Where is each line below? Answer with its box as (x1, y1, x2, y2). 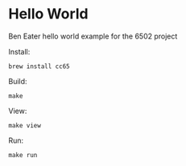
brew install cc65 (8, 62, 70, 71)
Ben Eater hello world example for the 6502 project (8, 31, 178, 41)
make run (8, 151, 38, 159)
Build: (8, 76, 27, 86)
